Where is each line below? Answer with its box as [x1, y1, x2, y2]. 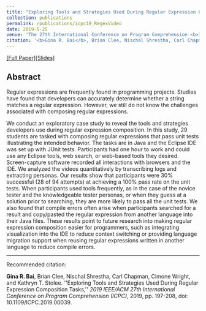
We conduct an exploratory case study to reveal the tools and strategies [6, 119, 189, 127]
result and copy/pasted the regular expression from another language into [6, 211, 193, 218]
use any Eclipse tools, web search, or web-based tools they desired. [6, 152, 179, 159]
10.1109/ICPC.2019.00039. [6, 298, 72, 306]
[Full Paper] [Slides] [6, 54, 55, 61]
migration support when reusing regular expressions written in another [6, 236, 185, 244]
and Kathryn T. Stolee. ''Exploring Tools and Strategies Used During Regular [6, 279, 199, 287]
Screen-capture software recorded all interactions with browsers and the [6, 159, 191, 166]
